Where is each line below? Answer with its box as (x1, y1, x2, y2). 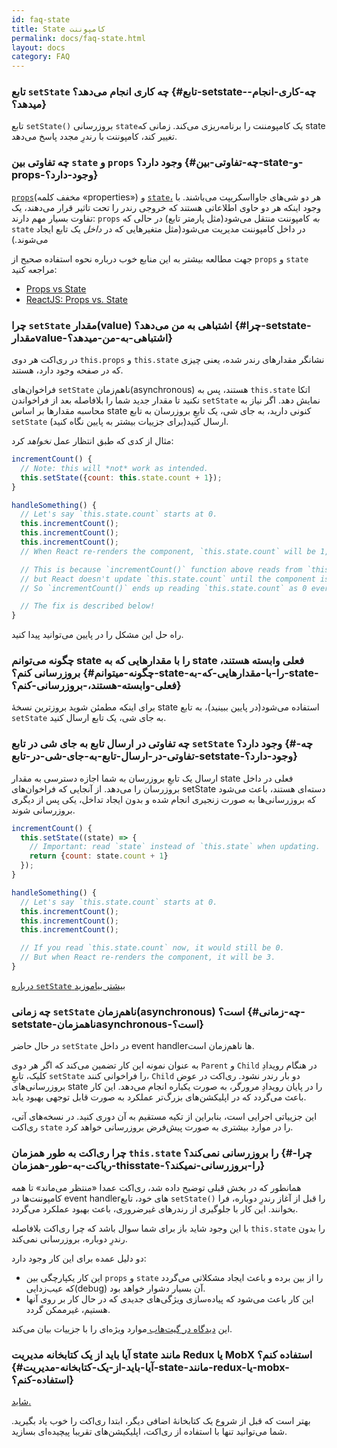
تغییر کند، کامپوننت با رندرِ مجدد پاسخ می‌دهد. (11, 131, 178, 143)
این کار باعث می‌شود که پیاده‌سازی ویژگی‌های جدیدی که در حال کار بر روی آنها (25, 1292, 314, 1305)
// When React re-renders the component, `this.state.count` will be (20, 546, 316, 556)
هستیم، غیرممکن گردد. (25, 1303, 111, 1315)
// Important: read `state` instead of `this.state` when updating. (29, 842, 321, 852)
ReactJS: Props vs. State (25, 293, 128, 305)
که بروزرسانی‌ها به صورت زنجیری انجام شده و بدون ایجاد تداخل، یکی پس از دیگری (11, 793, 317, 805)
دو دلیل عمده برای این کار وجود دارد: (11, 1252, 147, 1264)
